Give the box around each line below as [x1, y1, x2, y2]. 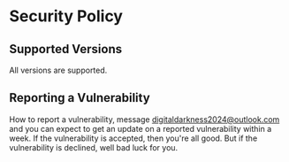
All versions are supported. [9, 65, 108, 75]
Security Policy [9, 6, 124, 27]
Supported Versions [9, 42, 122, 57]
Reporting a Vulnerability [9, 90, 150, 105]
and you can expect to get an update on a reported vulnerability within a [9, 123, 272, 134]
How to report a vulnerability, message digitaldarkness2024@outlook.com [9, 113, 280, 125]
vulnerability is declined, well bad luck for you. [9, 142, 179, 152]
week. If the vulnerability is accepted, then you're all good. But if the [9, 133, 258, 143]
